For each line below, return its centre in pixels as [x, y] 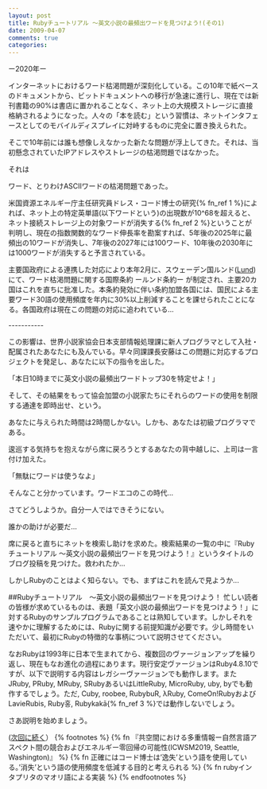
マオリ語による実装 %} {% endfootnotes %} [114, 777]
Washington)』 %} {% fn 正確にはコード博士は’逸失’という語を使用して [124, 757]
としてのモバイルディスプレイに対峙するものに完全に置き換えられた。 [136, 126]
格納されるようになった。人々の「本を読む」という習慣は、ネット [116, 115]
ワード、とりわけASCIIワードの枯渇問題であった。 [90, 186]
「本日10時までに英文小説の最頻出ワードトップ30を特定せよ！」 [114, 379]
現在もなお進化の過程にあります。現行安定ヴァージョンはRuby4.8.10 [140, 664]
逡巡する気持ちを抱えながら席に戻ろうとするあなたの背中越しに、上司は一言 [133, 449]
